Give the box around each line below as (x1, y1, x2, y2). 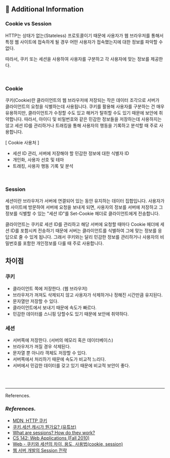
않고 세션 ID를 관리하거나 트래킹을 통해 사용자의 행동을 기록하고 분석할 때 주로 (5, 122, 158, 128)
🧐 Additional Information (5, 5, 84, 14)
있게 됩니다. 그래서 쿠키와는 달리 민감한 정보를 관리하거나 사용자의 (29, 234, 159, 240)
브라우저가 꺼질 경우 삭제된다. (12, 343, 71, 350)
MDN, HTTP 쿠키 (12, 417, 48, 424)
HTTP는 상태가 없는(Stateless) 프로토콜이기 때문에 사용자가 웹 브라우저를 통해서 (5, 32, 164, 39)
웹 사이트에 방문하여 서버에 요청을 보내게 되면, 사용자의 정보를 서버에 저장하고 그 (5, 204, 163, 210)
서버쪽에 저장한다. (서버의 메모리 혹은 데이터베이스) (12, 337, 114, 343)
